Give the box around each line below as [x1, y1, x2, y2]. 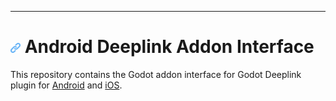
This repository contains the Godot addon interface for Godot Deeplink [10, 68, 302, 80]
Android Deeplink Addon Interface [24, 36, 315, 58]
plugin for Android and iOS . [10, 79, 123, 91]
